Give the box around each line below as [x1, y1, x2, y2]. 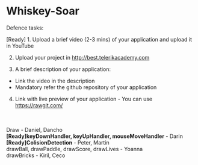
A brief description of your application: [14, 65, 111, 73]
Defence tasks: [6, 24, 44, 31]
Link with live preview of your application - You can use [14, 95, 152, 102]
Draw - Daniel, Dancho [6, 126, 63, 133]
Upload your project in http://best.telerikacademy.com [14, 54, 150, 61]
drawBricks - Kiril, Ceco [6, 152, 66, 159]
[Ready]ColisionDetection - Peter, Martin [6, 139, 110, 146]
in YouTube [6, 42, 34, 49]
